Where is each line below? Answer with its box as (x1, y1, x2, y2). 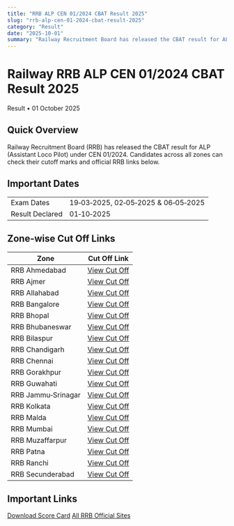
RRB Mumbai (10, 423, 54, 433)
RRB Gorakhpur (10, 367, 61, 377)
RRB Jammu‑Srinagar (10, 390, 81, 400)
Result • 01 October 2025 (7, 104, 80, 112)
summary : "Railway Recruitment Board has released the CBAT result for (7, 36, 219, 43)
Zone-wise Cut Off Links (7, 233, 116, 245)
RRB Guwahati (10, 378, 58, 388)
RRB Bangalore (10, 299, 60, 309)
